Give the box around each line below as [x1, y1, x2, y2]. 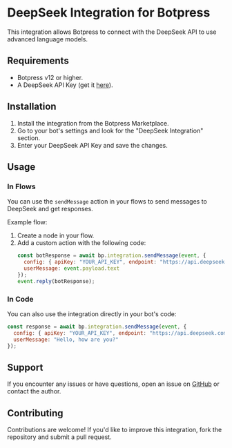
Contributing [7, 407, 64, 419]
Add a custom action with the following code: [17, 239, 146, 247]
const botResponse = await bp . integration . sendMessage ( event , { [17, 252, 206, 260]
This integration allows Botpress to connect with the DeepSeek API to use [7, 28, 217, 36]
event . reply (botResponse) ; [17, 277, 95, 284]
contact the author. [7, 387, 61, 396]
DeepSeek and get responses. [7, 205, 93, 213]
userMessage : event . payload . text [23, 265, 120, 272]
